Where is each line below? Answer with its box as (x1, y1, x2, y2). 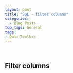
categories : (5, 16, 29, 21)
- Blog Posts (9, 20, 36, 26)
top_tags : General (5, 25, 42, 30)
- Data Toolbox (5, 35, 36, 39)
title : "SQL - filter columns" (5, 12, 69, 17)
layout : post (5, 7, 32, 12)
